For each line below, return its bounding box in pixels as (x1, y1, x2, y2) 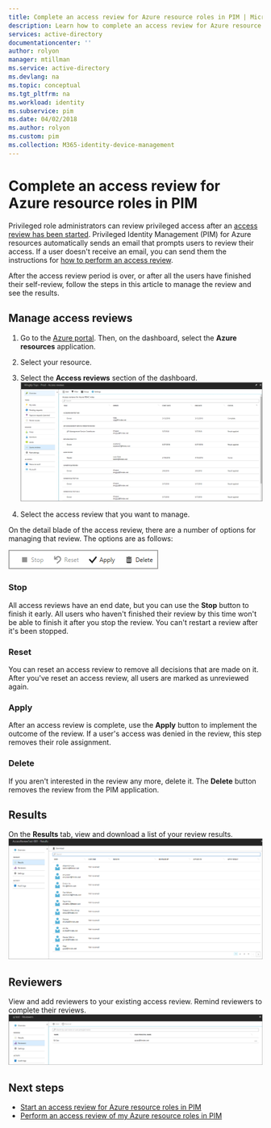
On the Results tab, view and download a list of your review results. (8, 830, 233, 839)
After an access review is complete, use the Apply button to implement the (8, 720, 257, 730)
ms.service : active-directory (8, 65, 110, 73)
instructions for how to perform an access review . (8, 255, 173, 264)
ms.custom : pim (8, 133, 60, 141)
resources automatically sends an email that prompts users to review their (8, 238, 254, 247)
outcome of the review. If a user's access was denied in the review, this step (8, 729, 262, 739)
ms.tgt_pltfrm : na (8, 90, 70, 98)
